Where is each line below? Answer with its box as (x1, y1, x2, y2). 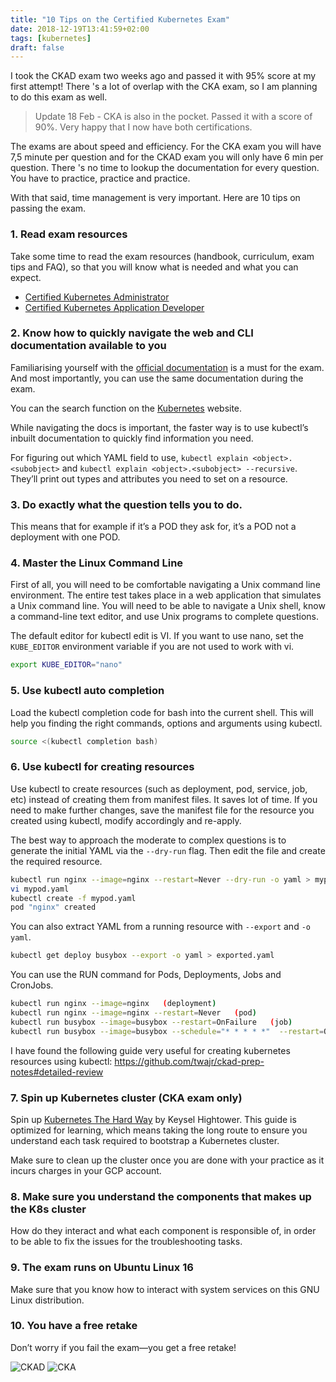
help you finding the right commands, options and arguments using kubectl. (10, 717, 323, 729)
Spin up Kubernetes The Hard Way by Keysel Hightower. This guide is (10, 1113, 297, 1125)
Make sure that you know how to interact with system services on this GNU (10, 1283, 320, 1295)
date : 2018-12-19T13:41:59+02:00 (10, 24, 150, 34)
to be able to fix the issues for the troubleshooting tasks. (10, 1236, 243, 1248)
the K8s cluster (10, 1202, 87, 1216)
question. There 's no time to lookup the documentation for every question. (10, 162, 320, 174)
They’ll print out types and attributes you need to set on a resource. (10, 472, 288, 485)
